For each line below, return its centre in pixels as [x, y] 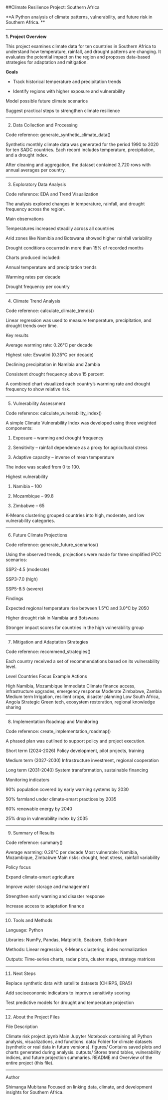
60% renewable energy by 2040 [39, 809]
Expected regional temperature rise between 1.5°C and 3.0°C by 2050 [77, 608]
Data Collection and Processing [45, 125]
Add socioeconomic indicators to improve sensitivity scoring [68, 993]
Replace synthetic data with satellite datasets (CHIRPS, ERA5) [69, 983]
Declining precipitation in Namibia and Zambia [53, 364]
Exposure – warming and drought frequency [58, 438]
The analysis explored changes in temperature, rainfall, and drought [75, 204]
